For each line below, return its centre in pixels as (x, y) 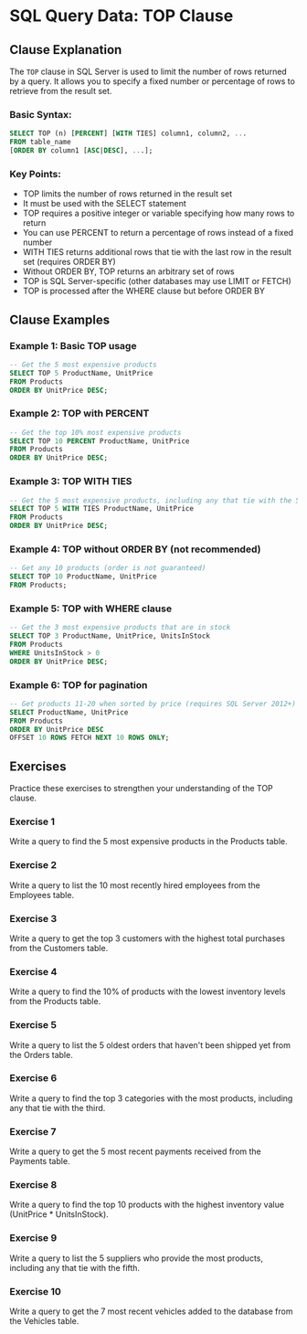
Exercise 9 (33, 1238)
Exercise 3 (33, 918)
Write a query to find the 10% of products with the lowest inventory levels (148, 991)
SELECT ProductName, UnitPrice (69, 712)
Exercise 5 (33, 1025)
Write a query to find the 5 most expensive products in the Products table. (148, 842)
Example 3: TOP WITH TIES (71, 482)
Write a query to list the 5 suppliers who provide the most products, (136, 1258)
